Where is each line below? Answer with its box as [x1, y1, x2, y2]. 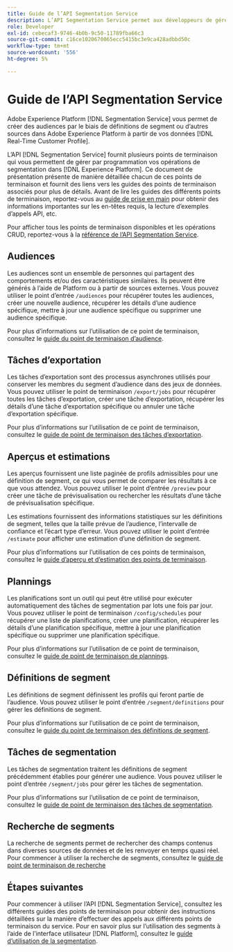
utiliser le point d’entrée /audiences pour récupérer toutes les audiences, [7, 291, 214, 299]
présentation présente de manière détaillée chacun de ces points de [7, 172, 202, 181]
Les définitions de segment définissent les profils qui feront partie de [7, 690, 205, 699]
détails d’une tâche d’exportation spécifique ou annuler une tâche [7, 402, 195, 411]
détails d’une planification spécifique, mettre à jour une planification [7, 624, 201, 632]
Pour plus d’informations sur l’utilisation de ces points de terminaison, [7, 548, 206, 557]
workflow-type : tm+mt [7, 42, 70, 49]
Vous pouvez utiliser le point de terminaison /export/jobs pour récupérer [7, 388, 216, 396]
